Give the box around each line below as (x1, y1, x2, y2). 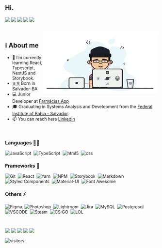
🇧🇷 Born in (12, 80, 35, 86)
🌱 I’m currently (12, 54, 42, 60)
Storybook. (12, 75, 35, 81)
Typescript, (12, 65, 35, 71)
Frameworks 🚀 (5, 162, 40, 169)
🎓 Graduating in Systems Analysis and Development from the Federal (12, 104, 153, 109)
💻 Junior (12, 91, 31, 97)
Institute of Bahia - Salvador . (12, 110, 69, 116)
